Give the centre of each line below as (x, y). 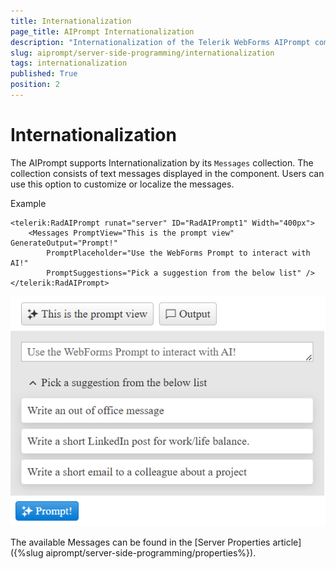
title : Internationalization (71, 21)
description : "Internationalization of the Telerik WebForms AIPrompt (160, 42)
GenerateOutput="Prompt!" (64, 243)
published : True (44, 74)
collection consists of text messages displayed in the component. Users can (167, 173)
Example (28, 203)
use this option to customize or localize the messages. (122, 184)
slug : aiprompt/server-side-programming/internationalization (142, 53)
